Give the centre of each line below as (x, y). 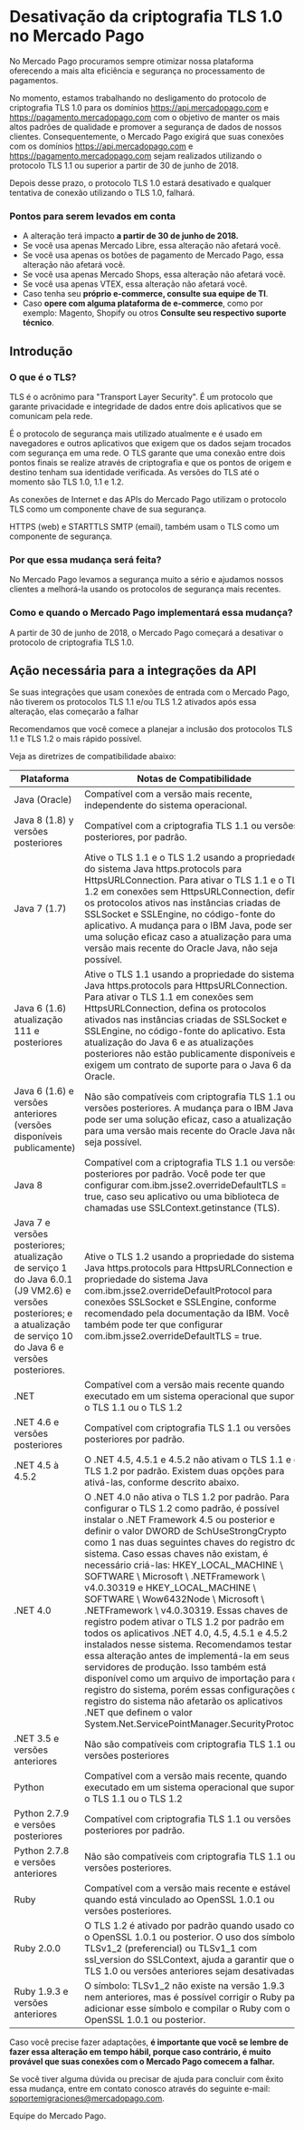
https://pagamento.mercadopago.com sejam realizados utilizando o (136, 155)
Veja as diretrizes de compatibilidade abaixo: (93, 757)
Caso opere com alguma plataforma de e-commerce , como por (143, 303)
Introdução (41, 351)
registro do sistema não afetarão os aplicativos (184, 1701)
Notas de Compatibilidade (194, 779)
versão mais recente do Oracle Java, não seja (181, 948)
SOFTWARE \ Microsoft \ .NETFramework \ (175, 1577)
